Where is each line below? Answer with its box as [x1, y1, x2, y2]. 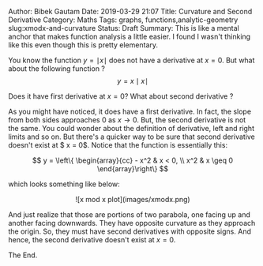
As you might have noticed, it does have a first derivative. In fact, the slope [8, 107, 251, 116]
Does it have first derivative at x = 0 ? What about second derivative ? [8, 92, 234, 101]
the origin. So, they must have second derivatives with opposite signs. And [8, 227, 251, 236]
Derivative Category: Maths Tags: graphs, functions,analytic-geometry [8, 15, 239, 24]
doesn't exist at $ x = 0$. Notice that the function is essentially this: [8, 140, 227, 149]
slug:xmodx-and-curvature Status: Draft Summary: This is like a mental [8, 24, 239, 32]
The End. [8, 250, 38, 260]
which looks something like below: [8, 179, 120, 189]
